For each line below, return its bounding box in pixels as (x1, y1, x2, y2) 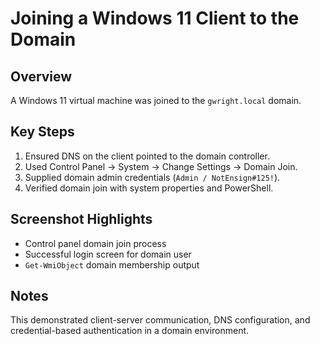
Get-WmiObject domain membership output (24, 258, 200, 271)
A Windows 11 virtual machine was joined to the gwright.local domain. (10, 95, 302, 106)
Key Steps (10, 123, 75, 141)
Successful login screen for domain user (24, 248, 192, 260)
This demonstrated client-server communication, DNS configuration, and (10, 314, 311, 326)
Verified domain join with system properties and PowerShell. (24, 182, 274, 194)
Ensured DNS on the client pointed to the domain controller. (24, 150, 270, 162)
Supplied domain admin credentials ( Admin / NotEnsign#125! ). (24, 171, 281, 183)
